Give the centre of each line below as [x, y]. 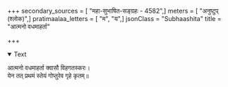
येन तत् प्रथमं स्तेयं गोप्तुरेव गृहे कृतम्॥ [48, 76]
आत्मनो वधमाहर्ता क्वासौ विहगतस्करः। [49, 68]
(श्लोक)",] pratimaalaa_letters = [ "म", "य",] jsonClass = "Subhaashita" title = [114, 19]
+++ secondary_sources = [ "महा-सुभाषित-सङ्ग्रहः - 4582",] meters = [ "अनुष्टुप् [113, 11]
